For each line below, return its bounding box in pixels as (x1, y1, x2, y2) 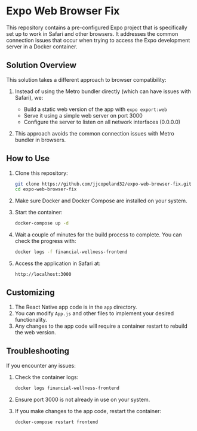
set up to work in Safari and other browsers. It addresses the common (6, 30, 178, 37)
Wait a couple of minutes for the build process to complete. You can (14, 231, 182, 238)
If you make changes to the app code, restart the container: (14, 407, 162, 414)
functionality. (14, 316, 47, 323)
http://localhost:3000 (14, 272, 72, 278)
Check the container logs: (14, 373, 79, 380)
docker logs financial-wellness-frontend (14, 385, 119, 391)
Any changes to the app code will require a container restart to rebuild (14, 322, 187, 330)
